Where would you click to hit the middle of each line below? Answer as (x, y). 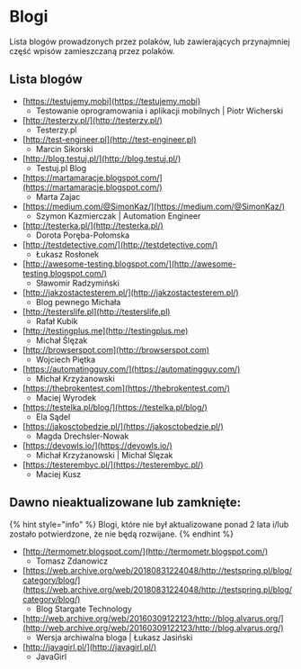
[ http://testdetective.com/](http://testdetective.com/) (120, 244)
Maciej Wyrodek (66, 397)
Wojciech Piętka (66, 359)
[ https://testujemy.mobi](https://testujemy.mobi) (111, 101)
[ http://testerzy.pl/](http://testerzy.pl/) (93, 120)
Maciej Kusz (58, 474)
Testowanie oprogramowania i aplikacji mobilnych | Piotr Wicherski (159, 111)
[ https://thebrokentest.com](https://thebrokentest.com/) (126, 388)
